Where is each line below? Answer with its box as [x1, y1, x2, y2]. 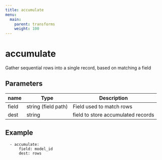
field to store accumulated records [72, 111, 154, 118]
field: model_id [18, 146, 53, 151]
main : [10, 17, 22, 22]
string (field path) [26, 103, 68, 110]
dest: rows [18, 150, 42, 156]
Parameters [5, 79, 43, 88]
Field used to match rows [72, 103, 133, 110]
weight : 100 [14, 26, 39, 31]
